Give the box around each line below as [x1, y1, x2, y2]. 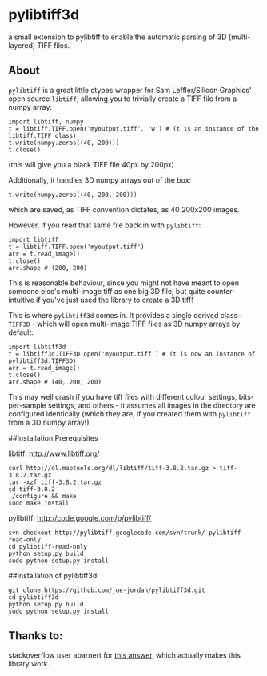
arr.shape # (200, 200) [8, 264, 88, 272]
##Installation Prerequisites [8, 433, 98, 442]
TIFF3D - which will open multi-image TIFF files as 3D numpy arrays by [8, 319, 241, 328]
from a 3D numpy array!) [8, 417, 90, 427]
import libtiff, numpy [8, 118, 84, 126]
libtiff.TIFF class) [8, 131, 78, 139]
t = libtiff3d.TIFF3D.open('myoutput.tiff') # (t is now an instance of [8, 350, 256, 358]
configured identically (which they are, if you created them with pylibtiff [8, 408, 252, 418]
